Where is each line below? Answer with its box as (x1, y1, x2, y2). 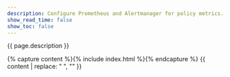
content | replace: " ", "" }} (7, 63, 82, 71)
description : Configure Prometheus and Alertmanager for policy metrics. (7, 10, 224, 17)
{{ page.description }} (7, 42, 70, 50)
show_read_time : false (7, 16, 73, 23)
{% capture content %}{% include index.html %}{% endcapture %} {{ (7, 55, 206, 63)
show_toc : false (7, 23, 54, 30)
